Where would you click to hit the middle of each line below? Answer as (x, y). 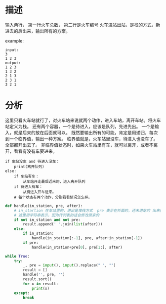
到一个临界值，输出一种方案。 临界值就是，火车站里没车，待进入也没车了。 (82, 138)
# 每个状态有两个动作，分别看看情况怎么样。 (53, 197)
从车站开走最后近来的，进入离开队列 (54, 181)
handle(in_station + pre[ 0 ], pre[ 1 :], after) (77, 247)
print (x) (41, 288)
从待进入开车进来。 (40, 192)
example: (14, 41)
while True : (17, 256)
